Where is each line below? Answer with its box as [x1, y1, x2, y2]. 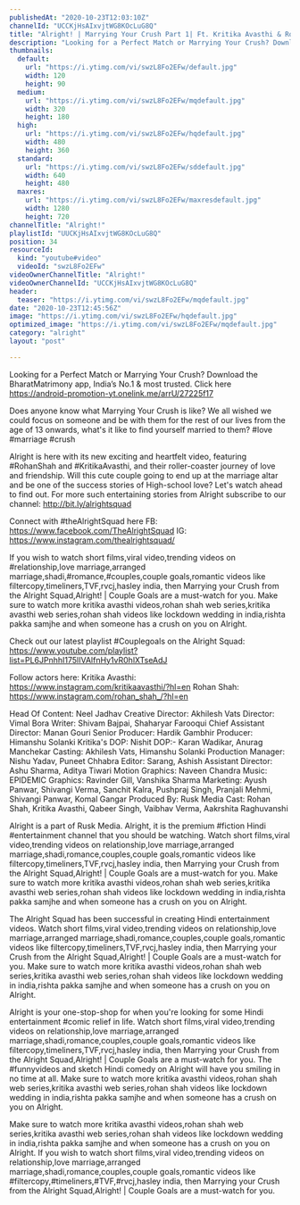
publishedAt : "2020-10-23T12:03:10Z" [9, 12, 150, 22]
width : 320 [25, 104, 66, 113]
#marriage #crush [9, 434, 76, 445]
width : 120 [25, 71, 66, 80]
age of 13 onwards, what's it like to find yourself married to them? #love [9, 424, 273, 435]
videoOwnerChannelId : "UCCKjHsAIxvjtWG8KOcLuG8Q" [9, 278, 198, 287]
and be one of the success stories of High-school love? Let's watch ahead [9, 479, 283, 490]
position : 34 [9, 237, 58, 246]
